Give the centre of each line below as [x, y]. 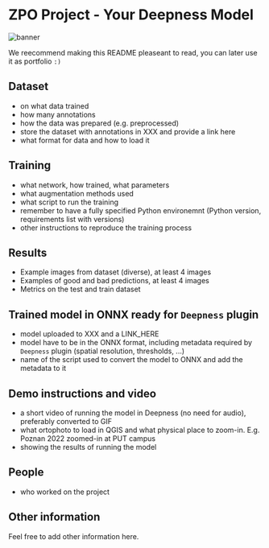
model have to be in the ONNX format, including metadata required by [136, 343]
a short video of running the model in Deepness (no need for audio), [133, 413]
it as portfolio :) [35, 61]
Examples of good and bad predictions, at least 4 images [114, 281]
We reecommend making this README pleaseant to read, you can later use [133, 52]
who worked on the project [65, 492]
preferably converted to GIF [66, 421]
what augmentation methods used [77, 193]
